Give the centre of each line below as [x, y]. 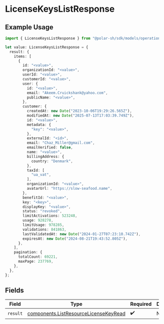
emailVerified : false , [50, 148]
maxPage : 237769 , [36, 261]
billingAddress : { [45, 156]
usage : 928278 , [38, 221]
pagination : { [28, 252]
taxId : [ [36, 170]
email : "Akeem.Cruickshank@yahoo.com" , [67, 93]
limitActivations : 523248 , [50, 216]
